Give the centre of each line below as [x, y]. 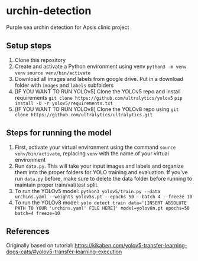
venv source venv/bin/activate [53, 73]
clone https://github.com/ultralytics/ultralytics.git [84, 115]
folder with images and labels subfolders [64, 85]
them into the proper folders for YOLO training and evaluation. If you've [101, 172]
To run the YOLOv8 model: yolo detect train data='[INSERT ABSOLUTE [101, 203]
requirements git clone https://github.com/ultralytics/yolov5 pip [98, 97]
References [28, 231]
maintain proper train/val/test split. [57, 185]
